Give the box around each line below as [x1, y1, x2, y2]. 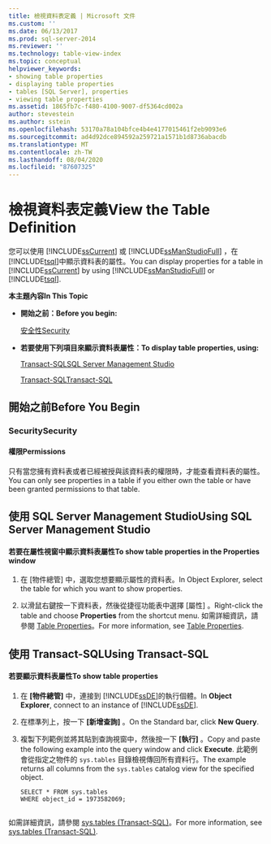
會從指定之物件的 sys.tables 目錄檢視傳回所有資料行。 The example [19, 754, 247, 764]
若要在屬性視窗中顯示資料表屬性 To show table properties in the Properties [8, 546, 260, 556]
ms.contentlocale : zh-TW [8, 148, 92, 156]
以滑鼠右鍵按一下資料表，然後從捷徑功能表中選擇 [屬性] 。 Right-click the [19, 601, 264, 611]
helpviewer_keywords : [8, 65, 82, 73]
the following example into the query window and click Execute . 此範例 [19, 744, 258, 754]
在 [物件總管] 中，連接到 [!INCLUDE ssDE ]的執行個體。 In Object [19, 690, 233, 700]
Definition [8, 219, 77, 237]
